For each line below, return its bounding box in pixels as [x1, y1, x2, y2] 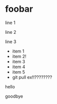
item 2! [12, 53, 27, 59]
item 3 [12, 58, 26, 64]
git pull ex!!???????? [12, 74, 53, 80]
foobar [5, 3, 33, 15]
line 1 [5, 20, 16, 26]
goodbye [5, 93, 24, 99]
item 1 [12, 48, 25, 54]
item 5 [12, 69, 26, 75]
